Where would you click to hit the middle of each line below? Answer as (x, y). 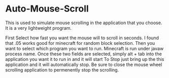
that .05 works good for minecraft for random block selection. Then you (80, 43)
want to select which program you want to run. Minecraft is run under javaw (84, 48)
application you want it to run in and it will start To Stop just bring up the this (85, 59)
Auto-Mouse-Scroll (47, 9)
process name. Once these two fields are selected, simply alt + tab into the (84, 54)
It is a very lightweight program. (39, 28)
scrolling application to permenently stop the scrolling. (62, 70)
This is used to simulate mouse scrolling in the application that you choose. (84, 23)
